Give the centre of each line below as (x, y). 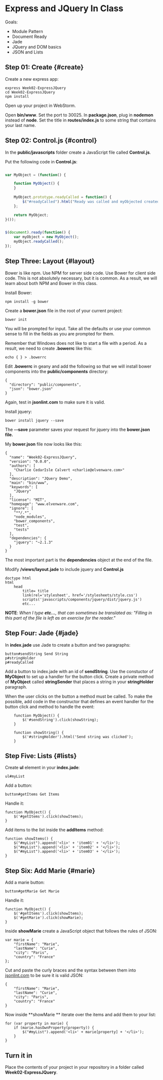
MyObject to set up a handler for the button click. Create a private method (79, 676)
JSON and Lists (28, 52)
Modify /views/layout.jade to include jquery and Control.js (64, 569)
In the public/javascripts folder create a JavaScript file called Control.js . (78, 152)
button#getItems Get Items (32, 795)
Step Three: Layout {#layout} (50, 261)
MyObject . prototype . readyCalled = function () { (63, 197)
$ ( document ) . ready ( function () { (38, 232)
